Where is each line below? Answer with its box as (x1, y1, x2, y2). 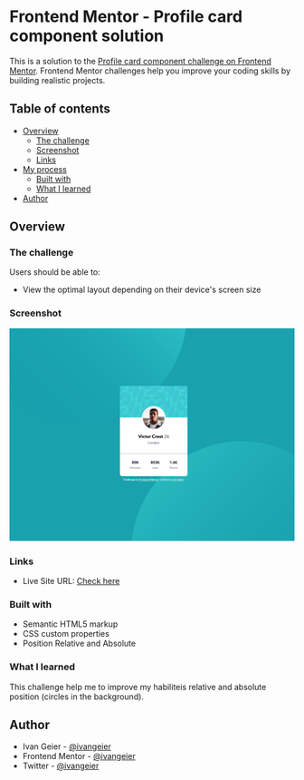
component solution (9, 25, 165, 46)
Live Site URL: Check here (22, 576, 120, 587)
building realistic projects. (9, 74, 106, 85)
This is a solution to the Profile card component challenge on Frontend (9, 55, 271, 66)
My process (22, 163, 68, 174)
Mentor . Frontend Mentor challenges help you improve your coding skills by (9, 65, 291, 76)
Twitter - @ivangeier (22, 760, 100, 772)
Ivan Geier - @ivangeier (22, 741, 111, 752)
